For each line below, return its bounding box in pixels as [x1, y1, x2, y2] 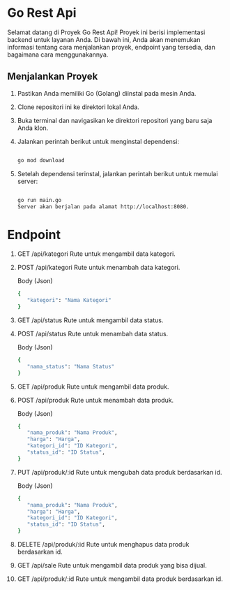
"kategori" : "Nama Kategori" [26, 297, 112, 304]
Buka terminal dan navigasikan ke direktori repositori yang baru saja [17, 116, 213, 124]
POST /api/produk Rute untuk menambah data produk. [17, 396, 174, 404]
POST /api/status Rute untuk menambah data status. [17, 329, 169, 338]
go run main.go [17, 196, 62, 203]
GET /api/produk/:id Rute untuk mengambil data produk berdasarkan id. [17, 575, 223, 583]
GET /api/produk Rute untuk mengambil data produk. [17, 382, 169, 391]
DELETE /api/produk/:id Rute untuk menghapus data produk [17, 540, 190, 549]
